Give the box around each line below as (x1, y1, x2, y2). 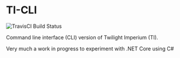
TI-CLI (6, 3, 37, 17)
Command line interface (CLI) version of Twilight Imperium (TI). (6, 34, 158, 41)
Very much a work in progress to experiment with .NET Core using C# (6, 45, 174, 52)
